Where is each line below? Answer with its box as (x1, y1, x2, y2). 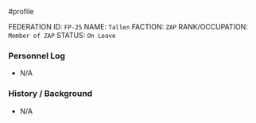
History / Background (8, 88, 93, 99)
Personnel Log (8, 50, 66, 61)
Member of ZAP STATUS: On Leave (8, 31, 116, 40)
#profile (8, 7, 34, 16)
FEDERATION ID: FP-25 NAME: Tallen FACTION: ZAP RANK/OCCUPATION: (8, 22, 248, 31)
